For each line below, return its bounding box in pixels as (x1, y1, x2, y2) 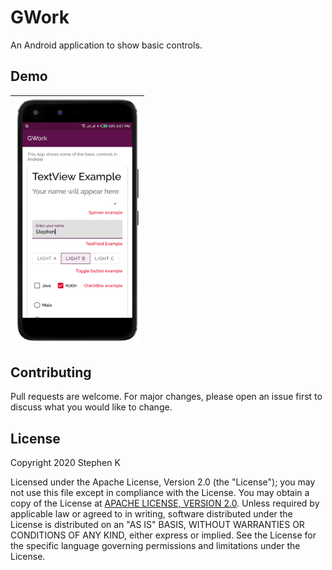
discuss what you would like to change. (10, 401, 173, 413)
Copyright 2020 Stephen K (10, 457, 121, 469)
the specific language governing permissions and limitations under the (10, 540, 301, 552)
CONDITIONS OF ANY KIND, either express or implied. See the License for (10, 529, 317, 541)
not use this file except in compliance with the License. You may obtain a (10, 487, 310, 499)
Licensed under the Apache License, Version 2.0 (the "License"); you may (10, 476, 316, 488)
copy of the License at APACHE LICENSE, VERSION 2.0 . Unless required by (10, 497, 320, 510)
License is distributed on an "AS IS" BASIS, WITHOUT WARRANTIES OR (10, 519, 305, 531)
